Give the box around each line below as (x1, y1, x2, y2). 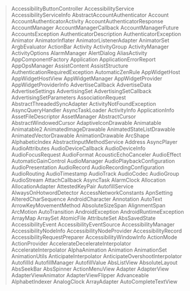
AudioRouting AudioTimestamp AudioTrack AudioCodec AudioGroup (11, 170, 179, 177)
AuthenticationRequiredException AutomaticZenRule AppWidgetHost (11, 69, 180, 75)
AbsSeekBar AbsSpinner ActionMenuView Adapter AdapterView (11, 265, 169, 272)
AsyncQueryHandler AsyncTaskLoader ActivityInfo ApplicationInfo (11, 107, 175, 114)
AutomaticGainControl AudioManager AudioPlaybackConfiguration (11, 158, 175, 164)
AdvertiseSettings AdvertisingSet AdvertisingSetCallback (11, 88, 152, 94)
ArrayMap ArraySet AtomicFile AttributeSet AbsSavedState (11, 215, 156, 222)
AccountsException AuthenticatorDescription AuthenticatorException (11, 30, 182, 38)
